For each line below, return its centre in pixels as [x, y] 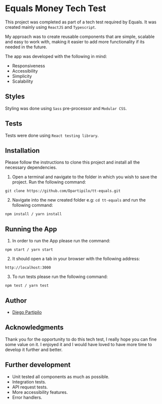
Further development [38, 365]
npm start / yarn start [29, 250]
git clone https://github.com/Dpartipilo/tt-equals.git [63, 191]
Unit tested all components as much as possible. [61, 376]
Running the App [31, 229]
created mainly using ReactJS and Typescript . [51, 27]
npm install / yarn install [34, 214]
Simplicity [22, 76]
